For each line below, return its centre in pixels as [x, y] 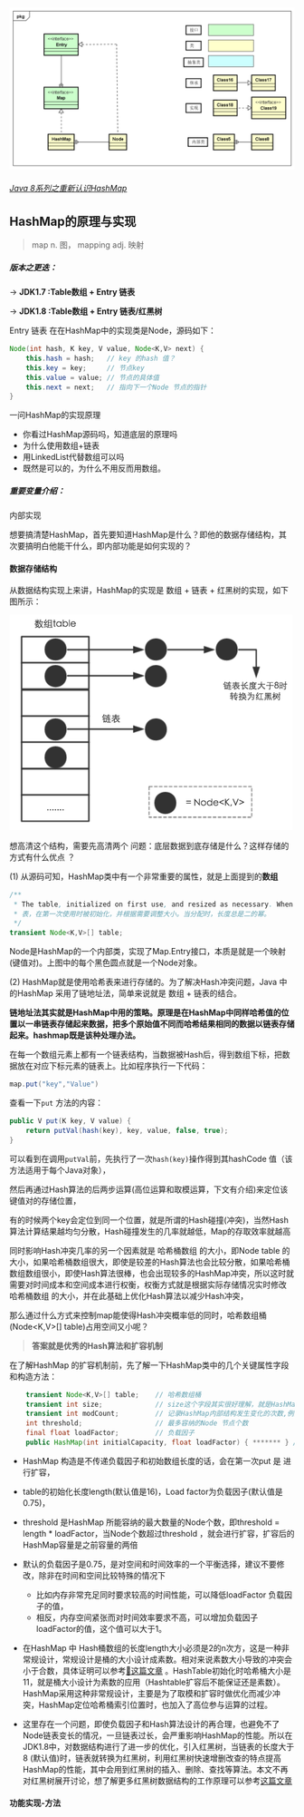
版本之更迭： [33, 267]
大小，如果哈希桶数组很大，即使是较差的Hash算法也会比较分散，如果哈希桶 [150, 1262]
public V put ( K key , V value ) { [70, 1121]
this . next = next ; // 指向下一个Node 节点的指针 [116, 387]
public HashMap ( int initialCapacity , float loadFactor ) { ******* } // [163, 1443]
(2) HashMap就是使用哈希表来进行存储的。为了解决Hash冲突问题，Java [143, 982]
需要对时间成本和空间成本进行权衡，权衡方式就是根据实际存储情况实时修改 [148, 1285]
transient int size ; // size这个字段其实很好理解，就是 [148, 1404]
